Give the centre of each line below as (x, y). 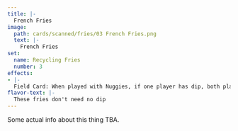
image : (17, 27)
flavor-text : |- (31, 93)
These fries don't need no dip (60, 100)
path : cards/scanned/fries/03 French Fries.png (85, 34)
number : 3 (28, 67)
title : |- (22, 14)
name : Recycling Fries (47, 60)
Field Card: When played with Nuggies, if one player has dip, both (117, 86)
